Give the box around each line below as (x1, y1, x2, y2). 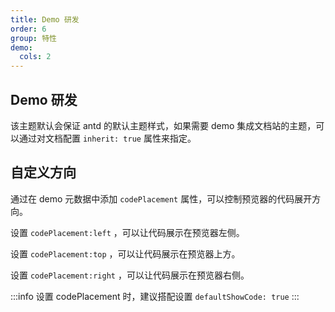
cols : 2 (19, 52, 52, 62)
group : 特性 (10, 33, 57, 43)
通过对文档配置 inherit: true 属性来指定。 (18, 132, 197, 144)
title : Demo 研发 (10, 14, 80, 25)
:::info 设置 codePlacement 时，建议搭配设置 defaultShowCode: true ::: (10, 290, 300, 302)
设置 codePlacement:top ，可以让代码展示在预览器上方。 (10, 247, 241, 260)
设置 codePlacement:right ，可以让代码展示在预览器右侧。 (10, 269, 250, 281)
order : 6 (10, 24, 47, 34)
